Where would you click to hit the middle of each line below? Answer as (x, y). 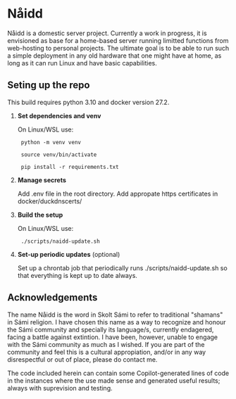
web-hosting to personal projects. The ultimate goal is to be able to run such (118, 48)
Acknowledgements (52, 298)
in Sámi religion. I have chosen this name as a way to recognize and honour (117, 322)
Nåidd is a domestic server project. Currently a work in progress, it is (107, 33)
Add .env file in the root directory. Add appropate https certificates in (118, 194)
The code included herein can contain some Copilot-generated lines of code (118, 373)
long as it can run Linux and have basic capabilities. (82, 63)
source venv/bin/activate (59, 154)
